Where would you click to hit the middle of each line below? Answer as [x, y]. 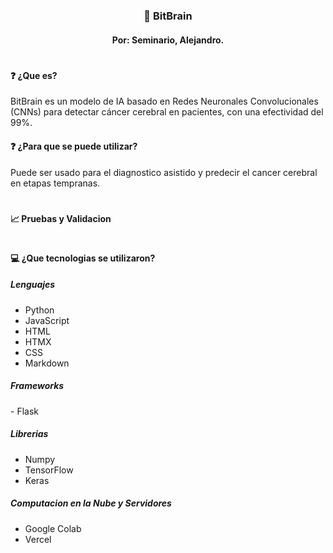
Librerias [29, 434]
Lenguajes [33, 285]
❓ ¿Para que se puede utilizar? [74, 146]
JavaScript [47, 320]
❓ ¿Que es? [34, 75]
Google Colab [53, 528]
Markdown [47, 363]
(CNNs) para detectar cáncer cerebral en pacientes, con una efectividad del [167, 112]
